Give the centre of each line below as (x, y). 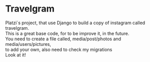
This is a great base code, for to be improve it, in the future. (67, 33)
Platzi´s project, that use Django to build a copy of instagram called (75, 23)
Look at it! (16, 55)
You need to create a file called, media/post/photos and (63, 39)
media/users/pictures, (28, 44)
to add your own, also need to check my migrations (59, 49)
